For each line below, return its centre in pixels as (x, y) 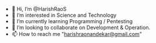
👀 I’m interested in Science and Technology (64, 15)
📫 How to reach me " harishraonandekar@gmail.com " (77, 34)
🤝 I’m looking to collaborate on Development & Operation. (81, 27)
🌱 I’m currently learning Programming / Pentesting (72, 21)
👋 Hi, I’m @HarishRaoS (39, 9)
